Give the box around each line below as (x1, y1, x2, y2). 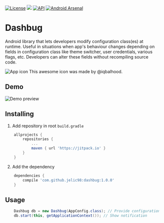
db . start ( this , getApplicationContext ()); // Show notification (14, 213, 147, 218)
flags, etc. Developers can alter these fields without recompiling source (5, 54, 149, 60)
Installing (5, 110, 34, 118)
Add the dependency (12, 163, 55, 169)
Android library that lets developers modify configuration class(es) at (5, 38, 143, 44)
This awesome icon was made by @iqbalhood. (29, 68, 123, 74)
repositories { (22, 137, 54, 142)
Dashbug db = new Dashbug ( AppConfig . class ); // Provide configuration (14, 209, 161, 214)
